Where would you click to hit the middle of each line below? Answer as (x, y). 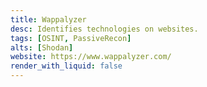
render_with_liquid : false (66, 66)
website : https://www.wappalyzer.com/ (91, 57)
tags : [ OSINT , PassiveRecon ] (71, 38)
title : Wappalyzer (48, 19)
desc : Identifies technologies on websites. (104, 29)
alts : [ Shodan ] (42, 47)
